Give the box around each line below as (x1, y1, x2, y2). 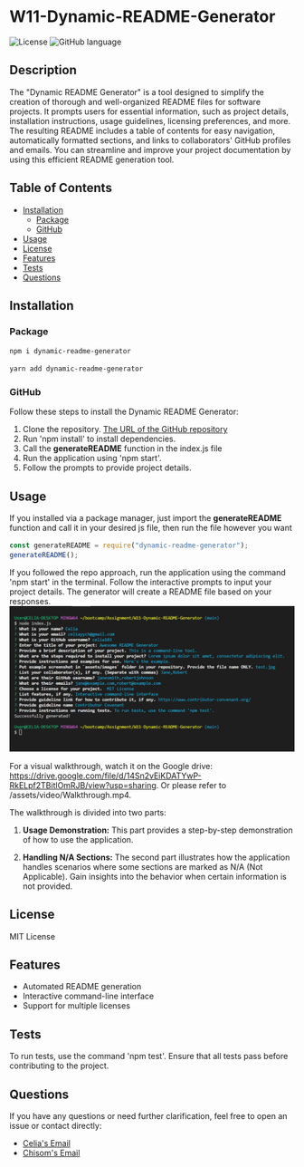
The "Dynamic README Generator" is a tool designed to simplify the (9, 86, 264, 97)
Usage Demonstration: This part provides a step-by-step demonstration (22, 825, 293, 835)
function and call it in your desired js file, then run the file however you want (9, 523, 292, 534)
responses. (9, 595, 52, 606)
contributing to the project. (9, 1060, 109, 1071)
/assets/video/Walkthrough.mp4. (9, 789, 132, 800)
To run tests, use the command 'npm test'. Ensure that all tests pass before (9, 1051, 289, 1062)
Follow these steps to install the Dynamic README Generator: (9, 406, 240, 418)
